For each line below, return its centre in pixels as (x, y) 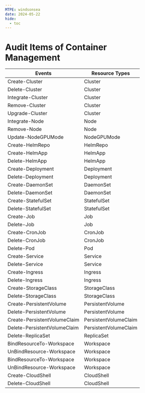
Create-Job (21, 217)
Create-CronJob (27, 233)
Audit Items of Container (56, 47)
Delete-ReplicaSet (29, 336)
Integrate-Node (26, 121)
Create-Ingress (25, 272)
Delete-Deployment (31, 177)
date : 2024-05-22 (23, 14)
